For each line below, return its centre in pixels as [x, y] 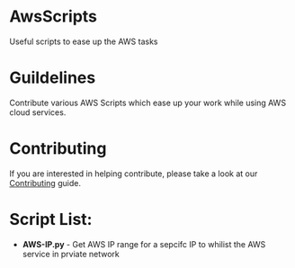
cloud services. [38, 112]
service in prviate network [71, 254]
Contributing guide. [45, 183]
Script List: [51, 219]
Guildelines [53, 78]
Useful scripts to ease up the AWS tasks [84, 41]
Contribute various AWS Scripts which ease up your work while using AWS [147, 103]
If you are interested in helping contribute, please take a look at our [134, 174]
